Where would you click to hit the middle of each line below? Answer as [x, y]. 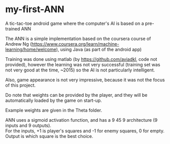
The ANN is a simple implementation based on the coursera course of [78, 39]
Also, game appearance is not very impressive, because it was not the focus [85, 80]
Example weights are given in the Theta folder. [54, 110]
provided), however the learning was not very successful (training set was [83, 64]
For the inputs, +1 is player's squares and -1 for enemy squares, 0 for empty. [85, 131]
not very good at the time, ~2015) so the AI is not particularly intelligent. [80, 70]
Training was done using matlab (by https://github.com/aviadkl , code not [81, 59]
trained [13, 28]
